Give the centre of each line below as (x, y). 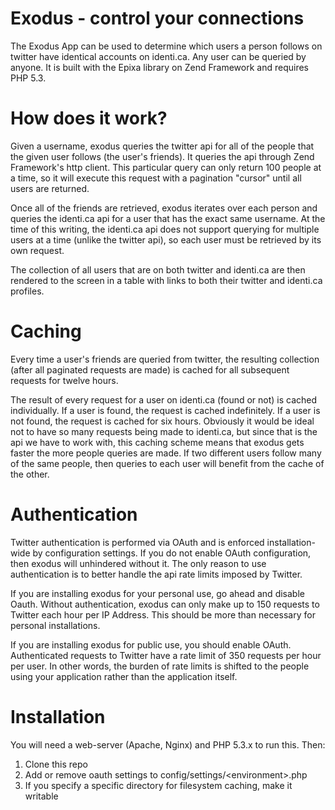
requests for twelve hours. (64, 380)
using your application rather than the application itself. (124, 676)
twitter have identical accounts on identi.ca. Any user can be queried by (158, 56)
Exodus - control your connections (157, 18)
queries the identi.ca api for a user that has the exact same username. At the (168, 218)
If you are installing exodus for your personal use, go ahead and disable (157, 593)
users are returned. (50, 188)
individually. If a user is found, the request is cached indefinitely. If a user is (165, 410)
